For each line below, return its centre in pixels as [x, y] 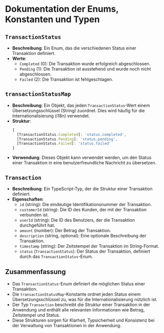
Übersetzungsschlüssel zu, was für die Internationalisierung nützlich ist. [85, 299]
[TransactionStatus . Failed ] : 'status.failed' [64, 144]
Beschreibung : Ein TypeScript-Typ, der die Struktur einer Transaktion [82, 189]
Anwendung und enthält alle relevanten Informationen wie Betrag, [78, 309]
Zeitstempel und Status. [36, 315]
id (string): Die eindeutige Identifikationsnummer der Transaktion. [86, 204]
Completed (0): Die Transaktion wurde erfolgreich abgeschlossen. [85, 64]
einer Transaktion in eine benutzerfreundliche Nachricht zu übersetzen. [84, 163]
